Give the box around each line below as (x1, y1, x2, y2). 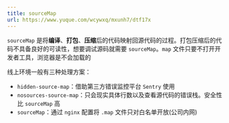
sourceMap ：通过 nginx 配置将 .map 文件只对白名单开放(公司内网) (16, 107, 198, 116)
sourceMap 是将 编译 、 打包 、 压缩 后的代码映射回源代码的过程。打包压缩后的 (7, 36, 217, 44)
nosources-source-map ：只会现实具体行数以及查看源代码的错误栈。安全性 (16, 90, 222, 99)
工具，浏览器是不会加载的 (18, 53, 91, 61)
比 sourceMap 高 (16, 99, 61, 107)
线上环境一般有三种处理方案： (7, 68, 91, 76)
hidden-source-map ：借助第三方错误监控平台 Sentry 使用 (16, 82, 176, 90)
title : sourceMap (7, 10, 57, 17)
